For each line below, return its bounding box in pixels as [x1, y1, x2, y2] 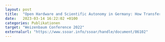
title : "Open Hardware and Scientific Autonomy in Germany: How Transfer [5, 12, 162, 16]
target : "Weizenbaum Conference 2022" [5, 25, 84, 30]
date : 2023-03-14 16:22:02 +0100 [5, 16, 78, 21]
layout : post [5, 7, 32, 12]
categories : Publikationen [5, 20, 60, 26]
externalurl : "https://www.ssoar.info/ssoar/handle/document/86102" [5, 29, 148, 34]
